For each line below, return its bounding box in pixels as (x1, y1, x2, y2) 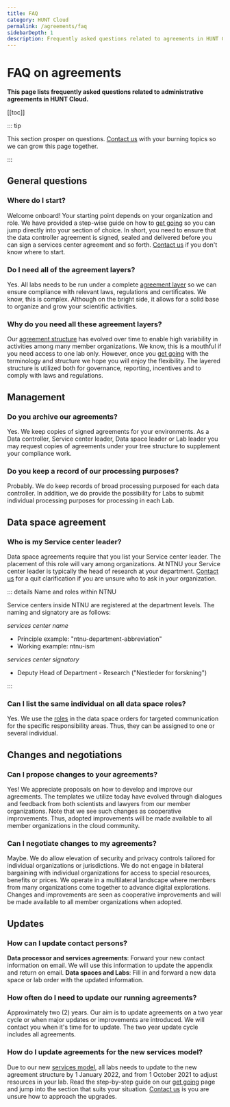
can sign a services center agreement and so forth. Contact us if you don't (7, 241, 218, 249)
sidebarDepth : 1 (7, 29, 53, 36)
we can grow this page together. (7, 142, 99, 151)
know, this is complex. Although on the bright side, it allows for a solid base (7, 295, 220, 304)
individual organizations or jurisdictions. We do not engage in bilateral (7, 862, 204, 870)
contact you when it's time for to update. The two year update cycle (7, 1023, 199, 1032)
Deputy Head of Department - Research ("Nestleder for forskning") (16, 669, 207, 677)
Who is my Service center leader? (7, 537, 122, 546)
